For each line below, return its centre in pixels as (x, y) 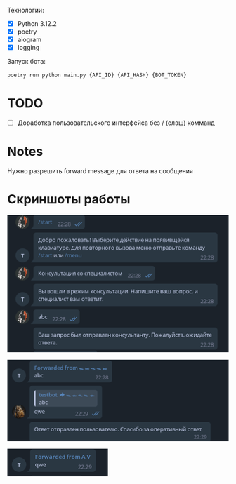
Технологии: (26, 10)
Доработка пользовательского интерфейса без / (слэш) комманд (116, 123)
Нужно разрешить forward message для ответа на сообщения (100, 171)
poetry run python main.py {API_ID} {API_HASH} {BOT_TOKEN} (97, 75)
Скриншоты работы (69, 200)
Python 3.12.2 (37, 23)
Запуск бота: (26, 62)
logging (28, 48)
